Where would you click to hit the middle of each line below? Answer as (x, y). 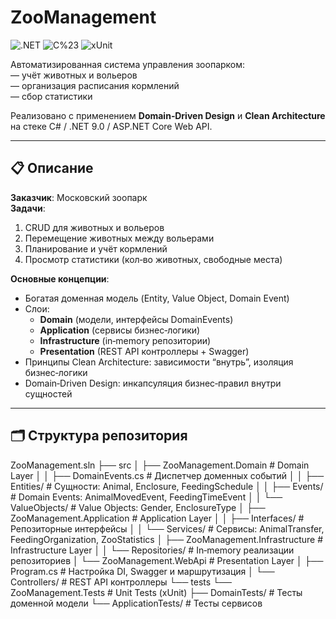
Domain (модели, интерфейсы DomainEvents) (136, 319)
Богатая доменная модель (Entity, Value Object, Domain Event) (157, 298)
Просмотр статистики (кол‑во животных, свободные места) (153, 259)
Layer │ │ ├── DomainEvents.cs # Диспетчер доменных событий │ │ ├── (167, 475)
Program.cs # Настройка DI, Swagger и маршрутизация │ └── (142, 571)
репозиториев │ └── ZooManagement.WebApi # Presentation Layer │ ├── (167, 560)
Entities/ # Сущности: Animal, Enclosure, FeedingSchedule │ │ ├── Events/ (167, 486)
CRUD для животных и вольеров (94, 227)
